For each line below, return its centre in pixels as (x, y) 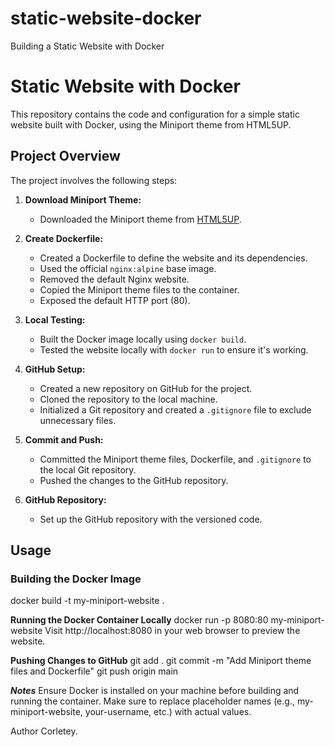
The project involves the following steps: (94, 180)
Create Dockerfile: (64, 238)
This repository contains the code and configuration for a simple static (155, 114)
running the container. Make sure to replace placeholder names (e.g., (152, 701)
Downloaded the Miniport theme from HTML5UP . (140, 219)
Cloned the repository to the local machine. (128, 399)
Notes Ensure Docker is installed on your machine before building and (155, 691)
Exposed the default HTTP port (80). (115, 300)
